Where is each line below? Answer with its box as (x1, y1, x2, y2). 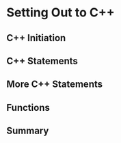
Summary (6, 125, 49, 137)
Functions (6, 101, 51, 114)
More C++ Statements (6, 79, 103, 90)
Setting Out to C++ (6, 5, 115, 21)
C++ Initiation (6, 32, 66, 44)
